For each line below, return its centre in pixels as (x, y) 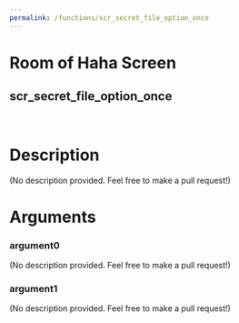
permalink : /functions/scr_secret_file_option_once (109, 18)
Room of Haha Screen (93, 62)
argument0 (35, 245)
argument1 (34, 288)
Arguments (53, 217)
